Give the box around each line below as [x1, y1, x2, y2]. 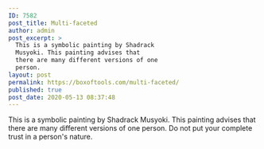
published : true [8, 85, 62, 94]
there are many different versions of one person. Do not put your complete [8, 124, 253, 133]
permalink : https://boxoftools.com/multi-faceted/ [8, 78, 180, 86]
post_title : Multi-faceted [8, 19, 98, 27]
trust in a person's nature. [8, 132, 93, 142]
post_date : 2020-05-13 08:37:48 [8, 93, 115, 101]
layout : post [8, 71, 52, 79]
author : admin [8, 26, 56, 34]
